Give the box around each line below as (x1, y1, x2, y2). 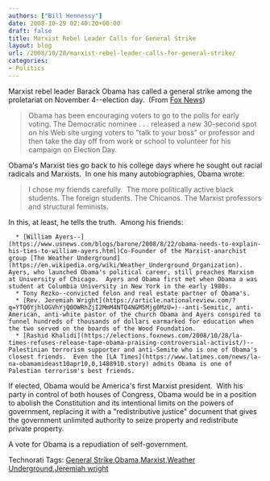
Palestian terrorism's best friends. (8, 367, 135, 375)
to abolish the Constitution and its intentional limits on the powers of (8, 398, 234, 408)
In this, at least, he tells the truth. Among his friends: (8, 217, 184, 226)
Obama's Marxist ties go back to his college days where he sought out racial (8, 160, 263, 170)
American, (8, 310, 42, 318)
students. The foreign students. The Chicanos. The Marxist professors (27, 193, 262, 202)
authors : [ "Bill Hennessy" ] (8, 11, 103, 20)
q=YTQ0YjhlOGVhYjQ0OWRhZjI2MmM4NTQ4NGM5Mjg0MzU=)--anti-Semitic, (8, 303, 232, 311)
